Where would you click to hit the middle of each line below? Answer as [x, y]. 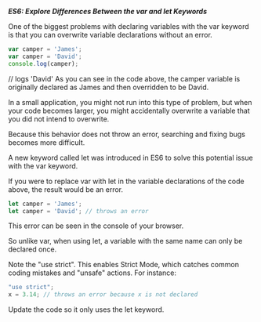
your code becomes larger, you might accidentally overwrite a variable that [129, 110]
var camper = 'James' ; [45, 49]
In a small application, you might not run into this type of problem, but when [130, 102]
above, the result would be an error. [66, 189]
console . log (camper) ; [43, 63]
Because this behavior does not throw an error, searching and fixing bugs [127, 134]
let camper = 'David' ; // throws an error [78, 211]
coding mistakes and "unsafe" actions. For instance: [92, 273]
